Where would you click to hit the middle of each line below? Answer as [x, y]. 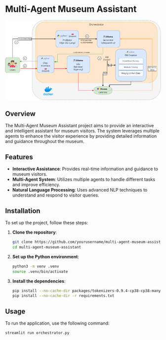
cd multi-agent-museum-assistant [47, 247]
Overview [21, 114]
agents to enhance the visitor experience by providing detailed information [81, 136]
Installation [23, 211]
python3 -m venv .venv [36, 266]
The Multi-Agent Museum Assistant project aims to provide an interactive [80, 126]
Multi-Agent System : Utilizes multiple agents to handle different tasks [84, 180]
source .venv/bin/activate [40, 271]
